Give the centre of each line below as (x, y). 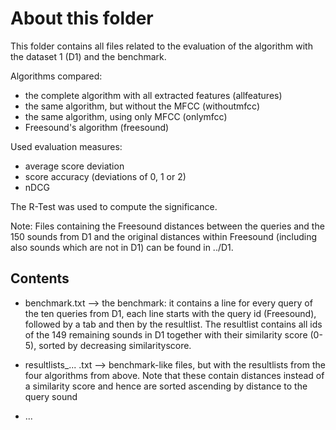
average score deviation (74, 166)
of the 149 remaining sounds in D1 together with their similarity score (166, 334)
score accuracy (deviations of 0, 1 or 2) (105, 176)
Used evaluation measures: (66, 146)
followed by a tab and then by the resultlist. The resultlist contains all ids (173, 324)
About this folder (82, 18)
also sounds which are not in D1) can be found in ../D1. (122, 247)
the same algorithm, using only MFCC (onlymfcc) (126, 116)
